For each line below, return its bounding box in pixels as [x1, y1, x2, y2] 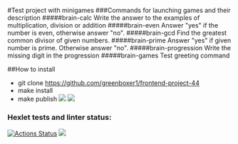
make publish [17, 95, 58, 103]
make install [17, 87, 53, 94]
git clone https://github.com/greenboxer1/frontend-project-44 [17, 79, 200, 87]
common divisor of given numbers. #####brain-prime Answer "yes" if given [7, 36, 232, 45]
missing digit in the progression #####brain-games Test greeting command [7, 51, 230, 60]
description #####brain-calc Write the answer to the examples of [7, 13, 200, 22]
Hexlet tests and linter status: [7, 112, 112, 122]
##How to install [7, 65, 56, 73]
